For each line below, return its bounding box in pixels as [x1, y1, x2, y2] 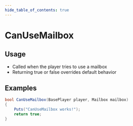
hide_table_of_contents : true [5, 7, 70, 13]
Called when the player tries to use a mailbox [12, 64, 107, 70]
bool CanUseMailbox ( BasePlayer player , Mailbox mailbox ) [5, 97, 129, 102]
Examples [5, 84, 37, 93]
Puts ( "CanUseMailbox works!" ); [14, 107, 81, 112]
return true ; [14, 112, 42, 117]
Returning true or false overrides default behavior [12, 69, 117, 75]
